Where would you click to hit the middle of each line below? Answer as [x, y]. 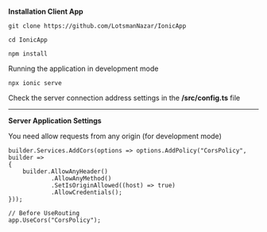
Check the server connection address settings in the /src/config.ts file [124, 98]
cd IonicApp [28, 40]
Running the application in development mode [83, 68]
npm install [28, 54]
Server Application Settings [55, 121]
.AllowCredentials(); [87, 192]
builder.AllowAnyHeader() [66, 172]
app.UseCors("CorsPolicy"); [55, 220]
